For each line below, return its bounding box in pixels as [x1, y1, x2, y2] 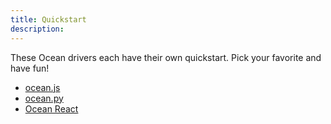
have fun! [10, 62, 50, 74]
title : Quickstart [10, 14, 87, 25]
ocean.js [24, 81, 61, 93]
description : [10, 24, 65, 34]
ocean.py [24, 92, 64, 104]
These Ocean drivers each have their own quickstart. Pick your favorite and [10, 51, 322, 63]
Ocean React [24, 102, 79, 115]
